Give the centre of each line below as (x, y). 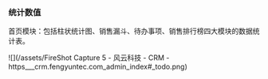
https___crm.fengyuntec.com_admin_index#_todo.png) (98, 67)
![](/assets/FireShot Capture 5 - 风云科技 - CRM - (89, 58)
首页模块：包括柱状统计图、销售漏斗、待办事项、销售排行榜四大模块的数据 (130, 31)
